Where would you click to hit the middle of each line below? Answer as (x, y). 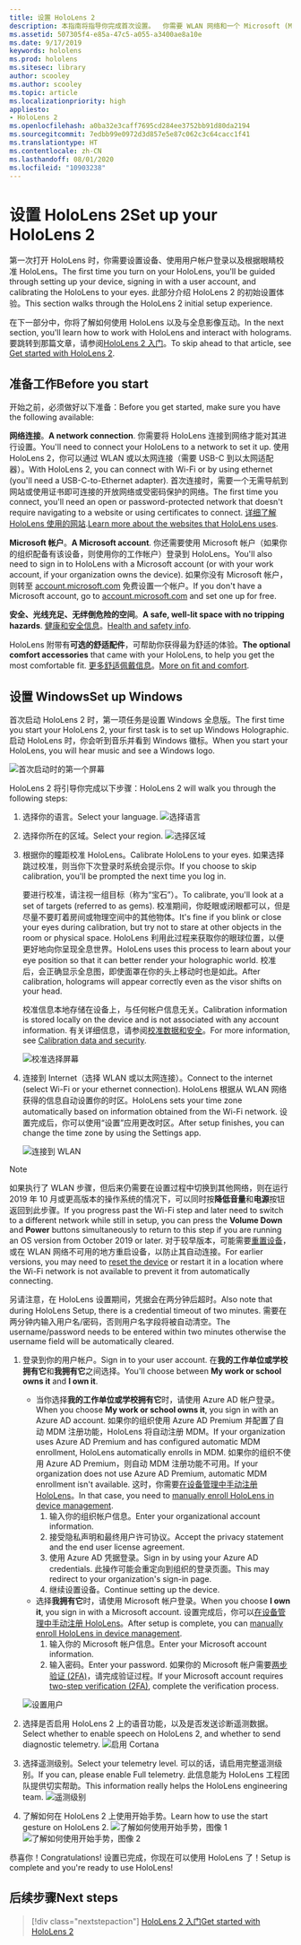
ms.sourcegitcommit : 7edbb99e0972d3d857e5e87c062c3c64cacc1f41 (130, 135)
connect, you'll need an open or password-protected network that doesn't (146, 502)
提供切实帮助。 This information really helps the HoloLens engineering (159, 1785)
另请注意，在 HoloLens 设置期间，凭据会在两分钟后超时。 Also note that (141, 1299)
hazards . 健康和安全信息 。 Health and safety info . (100, 626)
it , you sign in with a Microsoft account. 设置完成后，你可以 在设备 (157, 1611)
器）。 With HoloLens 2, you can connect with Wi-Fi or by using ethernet (141, 469)
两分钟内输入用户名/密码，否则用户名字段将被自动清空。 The (120, 1321)
